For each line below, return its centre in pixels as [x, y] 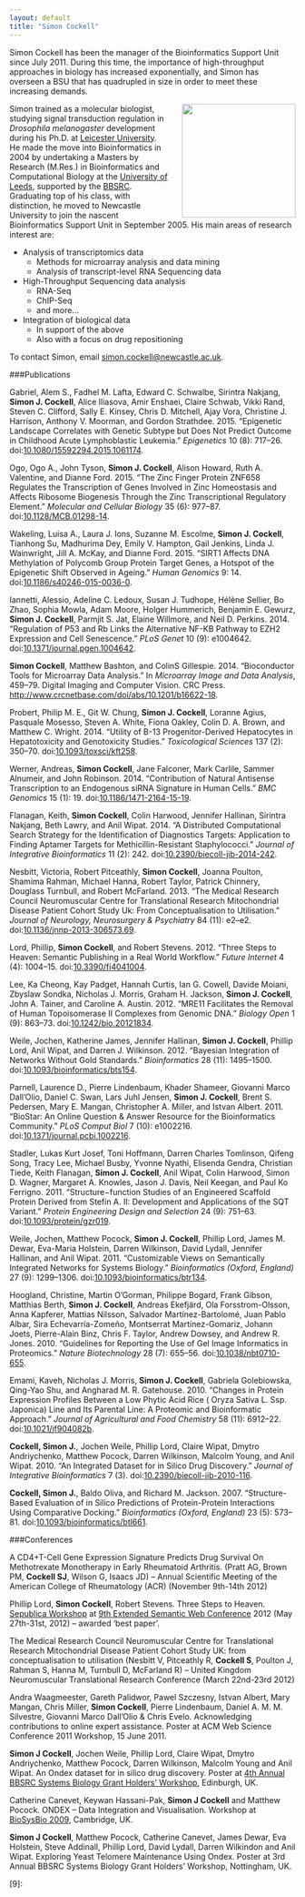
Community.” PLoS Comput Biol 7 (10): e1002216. [101, 1126]
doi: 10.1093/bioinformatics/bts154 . [74, 1070]
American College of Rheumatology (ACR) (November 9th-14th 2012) [138, 1586]
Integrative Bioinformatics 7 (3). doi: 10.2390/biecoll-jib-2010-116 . [131, 1475]
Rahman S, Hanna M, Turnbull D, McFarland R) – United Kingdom [130, 1669]
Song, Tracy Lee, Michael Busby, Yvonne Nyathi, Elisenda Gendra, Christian [151, 1162]
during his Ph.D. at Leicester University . [83, 137]
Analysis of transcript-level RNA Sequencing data [128, 271]
